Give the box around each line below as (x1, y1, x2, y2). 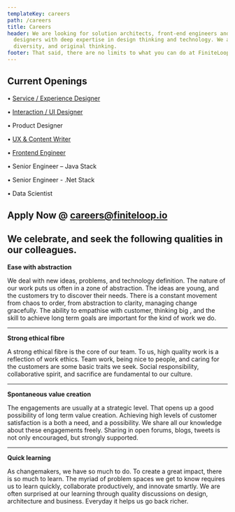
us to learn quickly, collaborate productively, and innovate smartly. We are (7, 482, 220, 490)
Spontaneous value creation (7, 390, 92, 398)
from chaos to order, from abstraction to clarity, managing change (7, 299, 197, 307)
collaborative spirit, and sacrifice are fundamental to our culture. (7, 370, 193, 378)
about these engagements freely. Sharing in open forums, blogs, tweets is (7, 426, 220, 434)
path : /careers (7, 17, 52, 24)
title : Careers (7, 23, 52, 30)
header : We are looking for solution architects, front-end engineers (7, 29, 218, 37)
